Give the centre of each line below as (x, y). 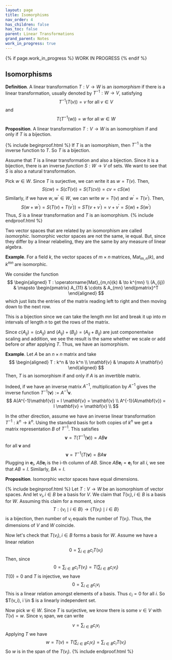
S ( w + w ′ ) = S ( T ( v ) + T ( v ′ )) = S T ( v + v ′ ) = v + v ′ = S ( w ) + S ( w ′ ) (86, 206)
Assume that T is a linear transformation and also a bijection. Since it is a (82, 160)
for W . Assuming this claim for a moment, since (55, 501)
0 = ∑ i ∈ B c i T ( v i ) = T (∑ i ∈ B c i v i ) (86, 568)
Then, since (18, 559)
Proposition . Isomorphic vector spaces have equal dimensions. (72, 479)
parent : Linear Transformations (40, 34)
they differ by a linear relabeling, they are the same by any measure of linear (86, 241)
